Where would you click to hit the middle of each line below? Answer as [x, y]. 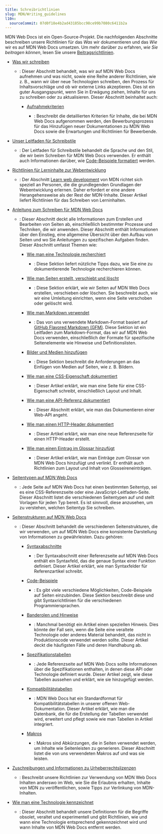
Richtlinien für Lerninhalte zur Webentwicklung [59, 170]
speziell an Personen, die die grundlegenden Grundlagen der [81, 185]
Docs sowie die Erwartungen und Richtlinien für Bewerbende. [95, 131]
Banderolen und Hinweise [53, 615]
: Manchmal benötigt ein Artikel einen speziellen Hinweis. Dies [96, 625]
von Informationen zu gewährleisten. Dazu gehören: [72, 537]
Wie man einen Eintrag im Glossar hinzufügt [71, 449]
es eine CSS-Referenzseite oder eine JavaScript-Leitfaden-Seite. [85, 492]
